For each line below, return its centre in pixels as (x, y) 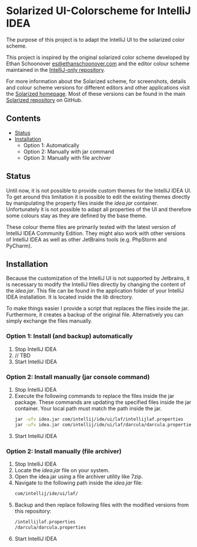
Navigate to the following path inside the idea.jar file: (79, 483)
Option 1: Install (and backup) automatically (70, 336)
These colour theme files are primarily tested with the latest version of (91, 227)
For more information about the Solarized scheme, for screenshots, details (96, 81)
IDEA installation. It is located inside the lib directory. (70, 297)
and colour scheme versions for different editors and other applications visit (98, 87)
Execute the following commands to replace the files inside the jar (94, 396)
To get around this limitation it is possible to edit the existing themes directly (98, 197)
